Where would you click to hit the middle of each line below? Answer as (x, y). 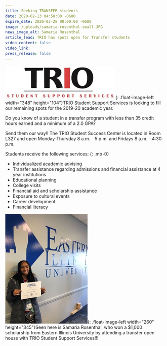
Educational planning (34, 180)
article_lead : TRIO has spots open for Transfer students (68, 38)
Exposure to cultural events (41, 196)
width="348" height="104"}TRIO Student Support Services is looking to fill (83, 103)
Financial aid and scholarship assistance (55, 191)
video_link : (18, 48)
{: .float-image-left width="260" (121, 322)
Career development (34, 201)
